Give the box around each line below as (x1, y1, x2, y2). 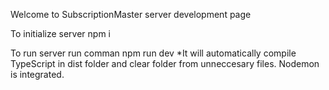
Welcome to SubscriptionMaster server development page (10, 9, 252, 20)
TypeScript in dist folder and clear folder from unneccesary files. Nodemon (10, 58, 320, 69)
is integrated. (10, 69, 65, 80)
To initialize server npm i (10, 28, 112, 39)
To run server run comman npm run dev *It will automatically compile (10, 47, 297, 59)
